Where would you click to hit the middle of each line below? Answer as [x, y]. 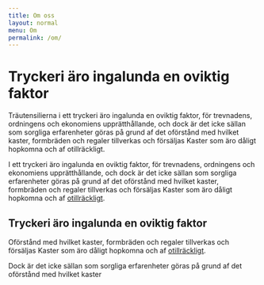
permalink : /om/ [35, 38]
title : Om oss [32, 15]
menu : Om [23, 30]
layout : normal [33, 23]
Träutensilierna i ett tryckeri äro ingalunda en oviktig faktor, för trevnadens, [130, 116]
